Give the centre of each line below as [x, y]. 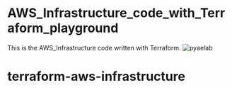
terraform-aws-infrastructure [97, 77]
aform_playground [63, 28]
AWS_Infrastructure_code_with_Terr [116, 13]
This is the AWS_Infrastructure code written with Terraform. [94, 48]
